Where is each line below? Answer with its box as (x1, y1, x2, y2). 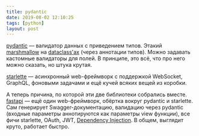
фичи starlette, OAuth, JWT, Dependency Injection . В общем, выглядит (6, 117, 184, 124)
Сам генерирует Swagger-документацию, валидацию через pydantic (6, 104, 183, 111)
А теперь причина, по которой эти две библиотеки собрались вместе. (6, 91, 188, 98)
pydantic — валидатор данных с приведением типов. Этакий (6, 42, 162, 49)
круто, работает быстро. (6, 123, 70, 130)
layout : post (6, 25, 39, 32)
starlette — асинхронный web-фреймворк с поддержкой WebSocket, (6, 73, 183, 80)
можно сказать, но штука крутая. (6, 61, 92, 69)
